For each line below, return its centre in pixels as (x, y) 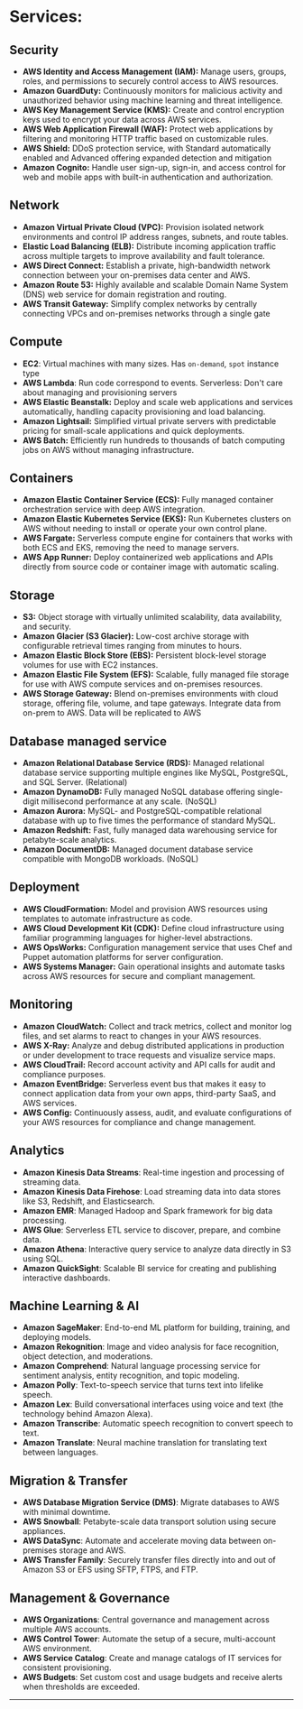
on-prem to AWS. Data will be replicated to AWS (111, 713)
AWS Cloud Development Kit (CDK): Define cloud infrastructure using (153, 928)
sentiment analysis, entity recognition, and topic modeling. (131, 1376)
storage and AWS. (92, 1550)
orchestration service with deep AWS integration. (114, 509)
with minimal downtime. (66, 1512)
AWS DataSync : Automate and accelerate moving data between (142, 1541)
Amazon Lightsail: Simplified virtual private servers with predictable (149, 420)
